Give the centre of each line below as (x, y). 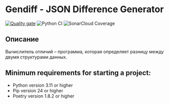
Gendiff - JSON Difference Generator (84, 9)
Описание (22, 39)
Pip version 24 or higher (38, 90)
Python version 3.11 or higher (43, 85)
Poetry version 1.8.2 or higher (43, 96)
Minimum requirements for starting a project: (78, 73)
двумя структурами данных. (36, 57)
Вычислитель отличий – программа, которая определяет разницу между (84, 51)
